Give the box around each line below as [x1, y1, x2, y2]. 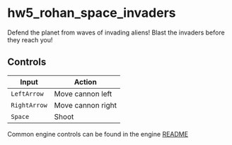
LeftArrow [11, 89, 44, 98]
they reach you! [7, 35, 53, 44]
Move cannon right [54, 100, 117, 110]
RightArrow [11, 101, 47, 109]
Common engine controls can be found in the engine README [7, 130, 189, 138]
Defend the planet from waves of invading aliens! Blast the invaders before [7, 28, 225, 37]
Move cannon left [54, 89, 112, 99]
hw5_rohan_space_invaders [7, 5, 176, 21]
